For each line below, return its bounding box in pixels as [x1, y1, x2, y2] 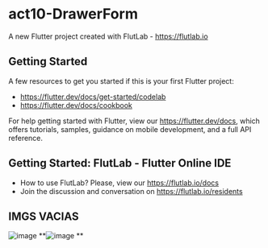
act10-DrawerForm [8, 5, 139, 23]
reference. [8, 133, 43, 143]
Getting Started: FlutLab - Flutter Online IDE [8, 156, 232, 170]
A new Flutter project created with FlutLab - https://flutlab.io [8, 31, 208, 41]
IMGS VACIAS [8, 209, 79, 223]
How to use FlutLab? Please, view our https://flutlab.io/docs [19, 178, 220, 188]
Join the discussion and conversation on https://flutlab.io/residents [19, 186, 244, 196]
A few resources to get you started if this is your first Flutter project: [8, 76, 234, 85]
